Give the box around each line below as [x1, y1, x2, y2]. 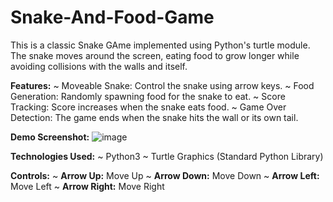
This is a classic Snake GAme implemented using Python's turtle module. [10, 39, 311, 51]
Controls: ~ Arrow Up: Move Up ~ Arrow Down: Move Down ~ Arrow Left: [10, 169, 320, 181]
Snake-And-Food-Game [10, 6, 215, 29]
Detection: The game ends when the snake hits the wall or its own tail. [10, 111, 299, 123]
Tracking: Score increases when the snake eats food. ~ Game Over [10, 101, 287, 113]
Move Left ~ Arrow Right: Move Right [10, 180, 165, 192]
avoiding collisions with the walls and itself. [10, 60, 188, 72]
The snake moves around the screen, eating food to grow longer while [10, 49, 300, 61]
